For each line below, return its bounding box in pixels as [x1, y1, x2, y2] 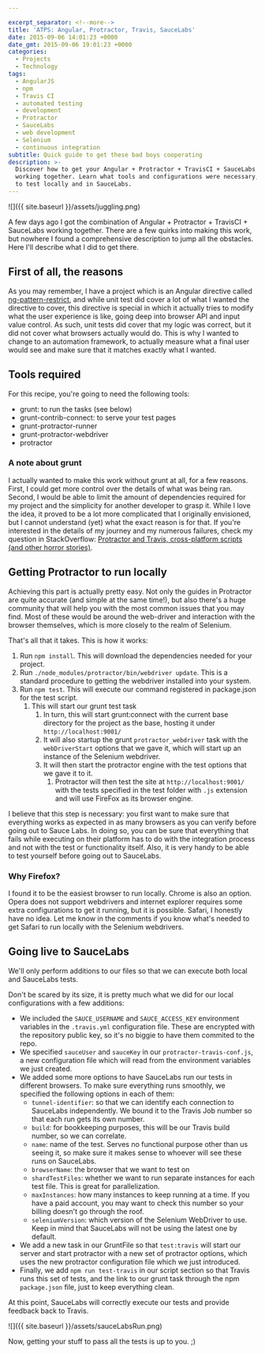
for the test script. [19, 692, 79, 702]
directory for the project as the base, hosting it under [43, 718, 215, 727]
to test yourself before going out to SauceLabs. [8, 850, 162, 860]
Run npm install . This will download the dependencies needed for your [19, 651, 252, 660]
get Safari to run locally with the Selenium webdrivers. [8, 922, 184, 931]
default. [31, 1231, 57, 1241]
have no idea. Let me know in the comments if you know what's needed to [8, 914, 250, 923]
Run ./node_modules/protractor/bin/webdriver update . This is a [19, 667, 229, 677]
